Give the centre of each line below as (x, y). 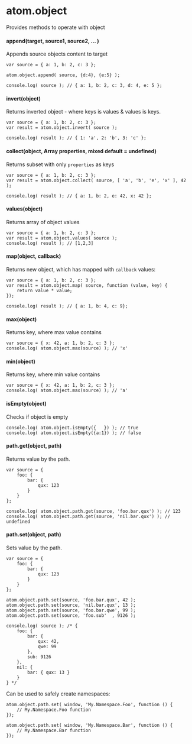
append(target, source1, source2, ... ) (53, 41)
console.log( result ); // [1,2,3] (50, 243)
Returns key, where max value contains (54, 332)
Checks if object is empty (37, 417)
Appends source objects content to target (57, 54)
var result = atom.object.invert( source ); (62, 128)
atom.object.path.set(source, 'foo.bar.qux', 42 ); (71, 600)
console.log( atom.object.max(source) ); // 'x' (67, 348)
